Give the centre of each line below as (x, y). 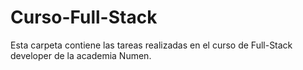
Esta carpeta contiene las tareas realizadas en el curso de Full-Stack (151, 45)
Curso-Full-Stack (84, 17)
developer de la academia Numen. (81, 55)
